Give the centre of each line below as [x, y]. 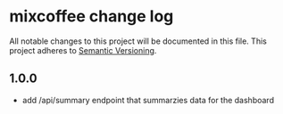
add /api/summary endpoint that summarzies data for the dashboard [148, 100]
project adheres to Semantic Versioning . [83, 50]
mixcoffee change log [92, 16]
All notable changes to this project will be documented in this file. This [138, 41]
